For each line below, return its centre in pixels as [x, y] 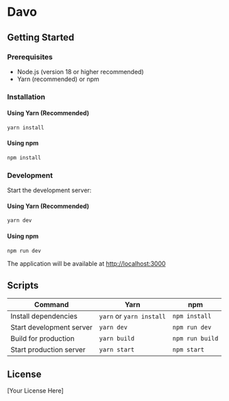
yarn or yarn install [133, 317]
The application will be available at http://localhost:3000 [86, 264]
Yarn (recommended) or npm [58, 79]
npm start [188, 350]
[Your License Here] [35, 391]
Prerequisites [30, 57]
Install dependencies [44, 317]
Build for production [43, 339]
